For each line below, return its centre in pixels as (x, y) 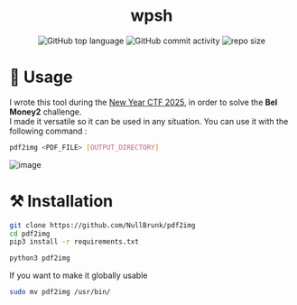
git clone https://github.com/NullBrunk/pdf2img (102, 225)
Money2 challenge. (46, 111)
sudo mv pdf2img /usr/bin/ (60, 292)
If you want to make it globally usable (79, 275)
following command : (48, 131)
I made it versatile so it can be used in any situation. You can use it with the (149, 121)
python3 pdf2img (40, 258)
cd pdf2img (30, 234)
